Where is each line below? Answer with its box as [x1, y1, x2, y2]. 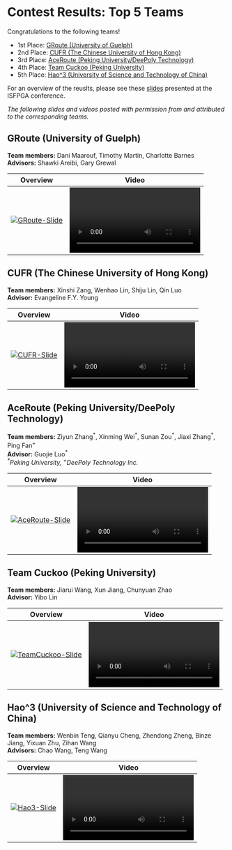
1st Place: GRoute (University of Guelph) [17, 40, 133, 49]
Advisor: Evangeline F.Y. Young [7, 293, 99, 301]
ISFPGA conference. [7, 91, 65, 100]
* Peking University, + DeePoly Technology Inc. [7, 457, 139, 466]
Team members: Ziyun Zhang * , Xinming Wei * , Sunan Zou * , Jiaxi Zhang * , [7, 431, 216, 441]
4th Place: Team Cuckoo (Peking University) [17, 63, 145, 71]
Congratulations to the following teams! [7, 27, 121, 36]
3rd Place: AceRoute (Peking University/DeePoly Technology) [17, 55, 194, 64]
